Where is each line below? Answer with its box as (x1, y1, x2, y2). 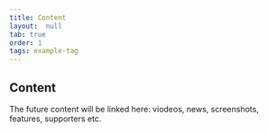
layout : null (9, 22, 63, 31)
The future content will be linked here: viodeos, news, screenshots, (9, 103, 259, 114)
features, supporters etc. (9, 113, 102, 124)
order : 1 (9, 38, 42, 48)
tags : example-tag (9, 47, 79, 56)
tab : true (9, 30, 47, 39)
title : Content (9, 13, 67, 22)
